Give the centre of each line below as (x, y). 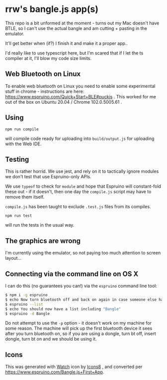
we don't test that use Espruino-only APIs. (48, 177)
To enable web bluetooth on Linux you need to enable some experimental (80, 86)
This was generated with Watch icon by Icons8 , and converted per (74, 367)
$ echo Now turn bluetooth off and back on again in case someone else (81, 300)
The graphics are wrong (43, 241)
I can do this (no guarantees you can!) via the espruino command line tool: (81, 286)
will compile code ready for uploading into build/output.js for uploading (80, 138)
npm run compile (22, 129)
